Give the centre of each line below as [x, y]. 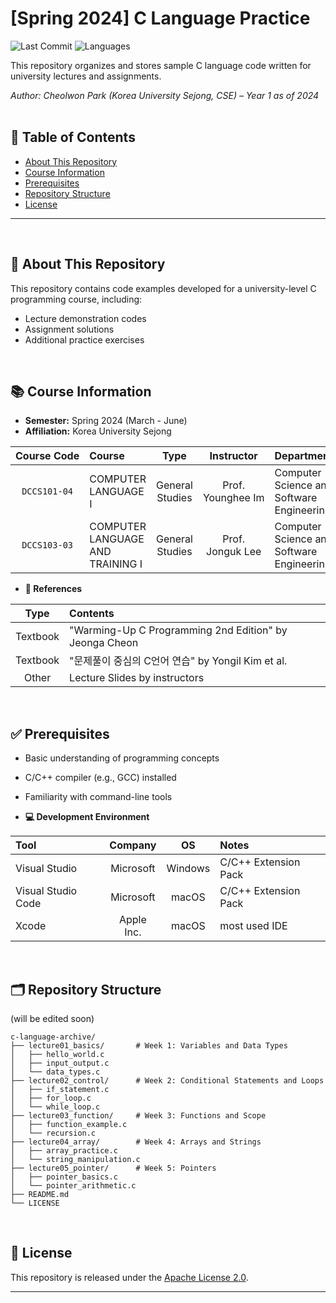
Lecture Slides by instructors [137, 678]
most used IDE [253, 926]
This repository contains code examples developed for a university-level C [163, 288]
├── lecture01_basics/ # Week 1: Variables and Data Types [149, 1046]
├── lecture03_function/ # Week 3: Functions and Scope [138, 1116]
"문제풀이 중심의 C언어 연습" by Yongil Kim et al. [178, 661]
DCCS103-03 [47, 545]
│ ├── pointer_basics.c [64, 1177]
